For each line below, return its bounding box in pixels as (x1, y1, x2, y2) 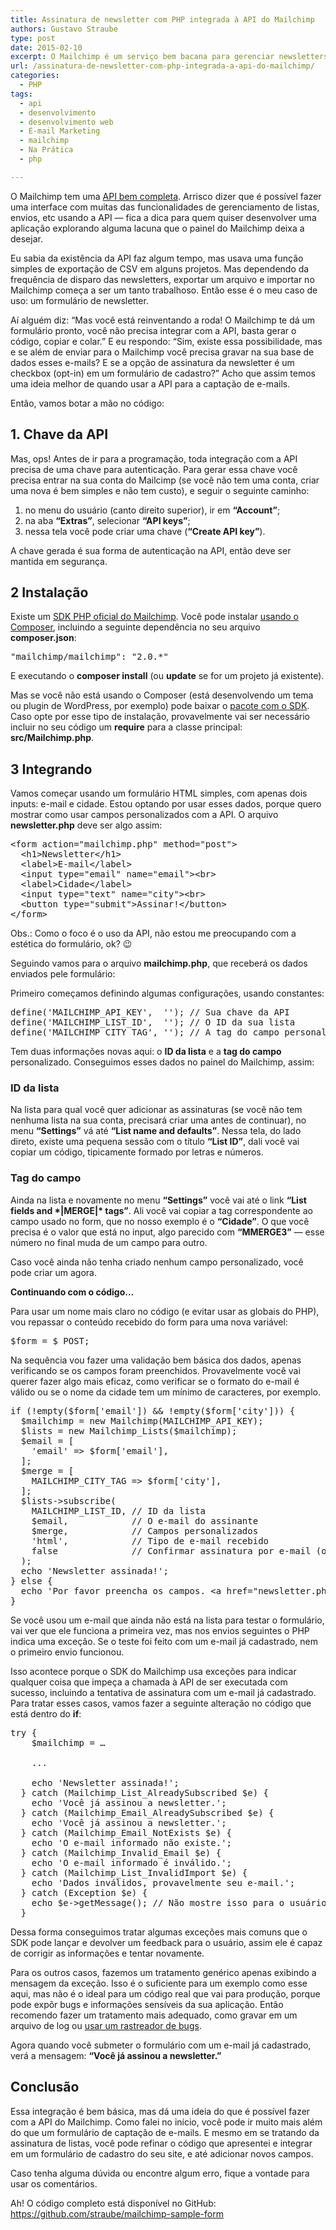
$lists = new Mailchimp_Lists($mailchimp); (20, 1425, 238, 1436)
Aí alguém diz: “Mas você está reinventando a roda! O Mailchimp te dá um (10, 314, 316, 326)
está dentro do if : (10, 1707, 82, 1720)
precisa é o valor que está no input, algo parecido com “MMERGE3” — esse (10, 1226, 325, 1238)
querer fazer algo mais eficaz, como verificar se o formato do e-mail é (10, 1375, 300, 1387)
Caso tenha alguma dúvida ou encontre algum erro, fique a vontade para (10, 2167, 310, 2179)
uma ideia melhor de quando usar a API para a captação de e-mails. (10, 377, 291, 390)
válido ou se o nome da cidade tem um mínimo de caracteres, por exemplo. (10, 1386, 322, 1398)
